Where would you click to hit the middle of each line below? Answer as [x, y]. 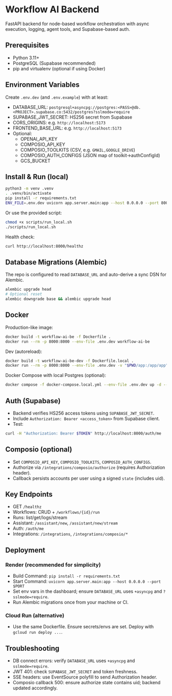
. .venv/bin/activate [28, 194]
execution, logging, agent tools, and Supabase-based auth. [68, 29]
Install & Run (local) [37, 176]
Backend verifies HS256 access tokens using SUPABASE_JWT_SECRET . [83, 413]
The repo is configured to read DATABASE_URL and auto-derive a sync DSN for [86, 275]
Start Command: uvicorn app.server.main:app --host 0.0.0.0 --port [87, 581]
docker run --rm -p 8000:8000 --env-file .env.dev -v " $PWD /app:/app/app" [87, 366]
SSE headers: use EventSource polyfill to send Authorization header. [85, 677]
